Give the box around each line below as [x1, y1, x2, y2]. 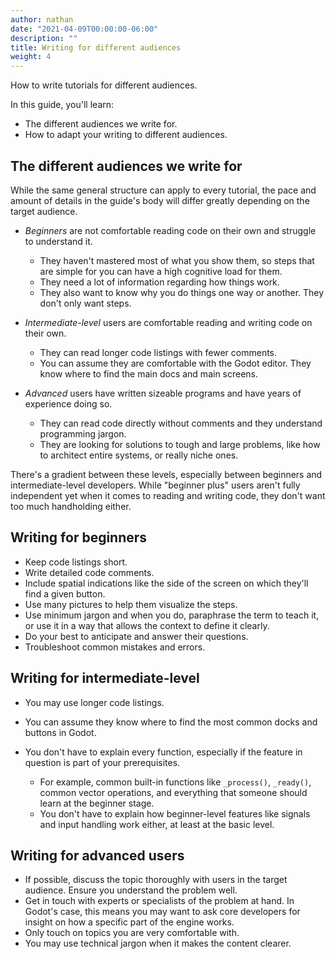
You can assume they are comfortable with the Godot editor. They [39, 357, 312, 369]
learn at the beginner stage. [39, 797, 155, 809]
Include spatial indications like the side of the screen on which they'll [24, 577, 309, 589]
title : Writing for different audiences [10, 42, 182, 53]
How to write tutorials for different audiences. [10, 79, 198, 91]
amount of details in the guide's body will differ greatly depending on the [10, 194, 310, 206]
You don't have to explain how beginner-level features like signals [39, 807, 311, 820]
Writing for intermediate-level [10, 670, 200, 687]
